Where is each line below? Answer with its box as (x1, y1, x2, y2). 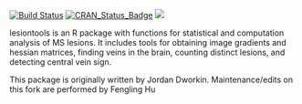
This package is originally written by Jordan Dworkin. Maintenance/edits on (9, 74, 294, 85)
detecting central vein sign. (9, 57, 112, 68)
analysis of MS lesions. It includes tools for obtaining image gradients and (9, 37, 287, 47)
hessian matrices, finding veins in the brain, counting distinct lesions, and (9, 47, 286, 57)
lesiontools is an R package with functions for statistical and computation (9, 27, 285, 38)
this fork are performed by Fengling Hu (9, 84, 156, 95)
